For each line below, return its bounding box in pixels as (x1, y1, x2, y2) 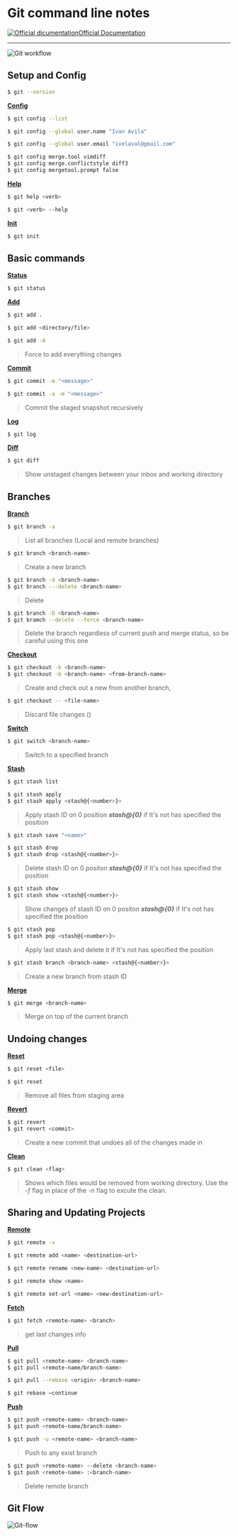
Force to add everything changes (24, 350, 122, 358)
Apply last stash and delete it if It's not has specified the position (24, 945, 214, 953)
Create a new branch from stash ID (24, 972, 127, 980)
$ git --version (7, 88, 55, 95)
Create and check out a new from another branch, (24, 683, 171, 692)
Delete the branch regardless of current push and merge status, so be (24, 629, 229, 637)
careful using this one (24, 637, 89, 645)
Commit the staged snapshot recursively (24, 403, 144, 411)
